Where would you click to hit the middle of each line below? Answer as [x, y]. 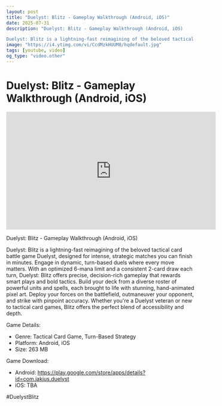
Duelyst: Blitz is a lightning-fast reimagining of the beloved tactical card [94, 250]
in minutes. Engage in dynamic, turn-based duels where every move [90, 262]
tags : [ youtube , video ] [36, 51]
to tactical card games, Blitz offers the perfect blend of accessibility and [95, 307]
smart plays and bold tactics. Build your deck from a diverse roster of [92, 281]
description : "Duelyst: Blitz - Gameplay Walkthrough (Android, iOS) [95, 28]
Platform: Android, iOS [42, 343]
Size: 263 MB [31, 349]
